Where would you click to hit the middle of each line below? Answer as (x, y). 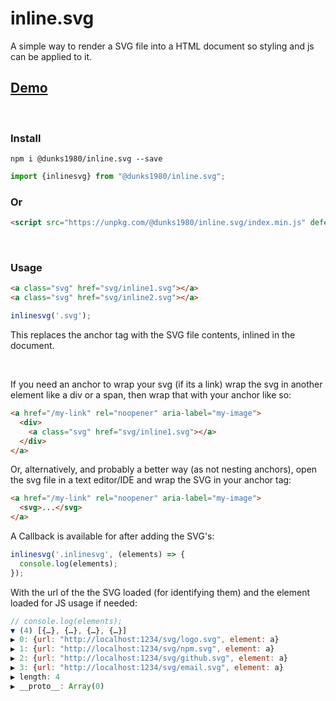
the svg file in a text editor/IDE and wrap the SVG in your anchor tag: (151, 480)
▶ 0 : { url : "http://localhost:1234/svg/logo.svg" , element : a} (145, 640)
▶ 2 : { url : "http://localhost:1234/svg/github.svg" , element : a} (149, 658)
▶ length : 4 (35, 677)
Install (26, 138)
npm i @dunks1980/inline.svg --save (86, 159)
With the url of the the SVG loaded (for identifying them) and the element (160, 592)
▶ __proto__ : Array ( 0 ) (57, 686)
